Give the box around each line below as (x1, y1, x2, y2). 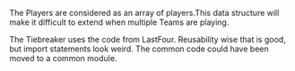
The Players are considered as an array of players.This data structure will (9, 8, 280, 18)
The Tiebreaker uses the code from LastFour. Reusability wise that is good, (9, 35, 287, 44)
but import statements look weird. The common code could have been (9, 43, 269, 54)
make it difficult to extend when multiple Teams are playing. (9, 17, 230, 28)
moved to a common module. (9, 53, 117, 63)
